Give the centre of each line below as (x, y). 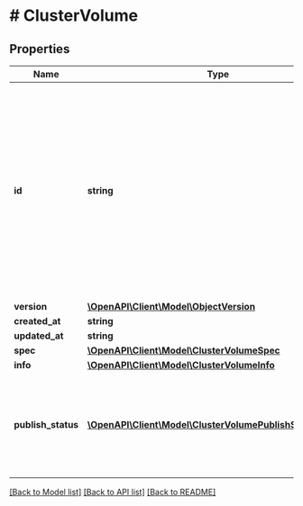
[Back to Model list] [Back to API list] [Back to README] (113, 492)
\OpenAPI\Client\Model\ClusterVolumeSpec (184, 350)
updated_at (39, 336)
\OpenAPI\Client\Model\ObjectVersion (171, 307)
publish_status (46, 425)
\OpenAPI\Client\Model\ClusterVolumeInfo (181, 365)
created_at (37, 321)
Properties (40, 49)
